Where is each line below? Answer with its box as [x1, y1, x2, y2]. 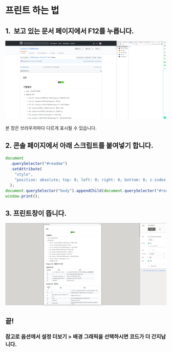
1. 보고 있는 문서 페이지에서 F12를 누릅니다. [5, 27, 134, 35]
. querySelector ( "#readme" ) [10, 161, 68, 166]
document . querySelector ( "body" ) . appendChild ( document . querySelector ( [5, 188, 157, 193]
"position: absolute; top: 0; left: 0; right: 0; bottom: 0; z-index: [14, 177, 168, 182]
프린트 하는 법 [5, 5, 59, 16]
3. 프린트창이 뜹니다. [5, 209, 67, 217]
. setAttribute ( [10, 167, 42, 172]
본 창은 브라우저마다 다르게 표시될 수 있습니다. [5, 125, 97, 131]
